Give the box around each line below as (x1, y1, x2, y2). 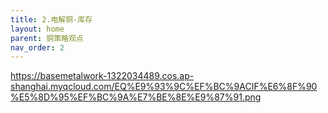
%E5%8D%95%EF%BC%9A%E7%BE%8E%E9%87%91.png (10, 91, 262, 103)
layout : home (10, 24, 65, 34)
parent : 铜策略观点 (10, 33, 84, 43)
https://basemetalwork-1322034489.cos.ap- (10, 70, 195, 82)
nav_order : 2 (10, 42, 65, 53)
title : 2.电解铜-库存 (10, 14, 93, 25)
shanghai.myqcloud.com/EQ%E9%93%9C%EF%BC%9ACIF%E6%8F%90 (10, 81, 318, 93)
